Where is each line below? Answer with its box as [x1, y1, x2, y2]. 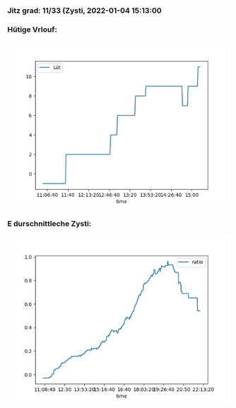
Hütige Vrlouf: [7, 24, 58, 34]
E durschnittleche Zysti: [7, 219, 92, 229]
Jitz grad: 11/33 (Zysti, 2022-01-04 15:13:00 [7, 6, 163, 16]
